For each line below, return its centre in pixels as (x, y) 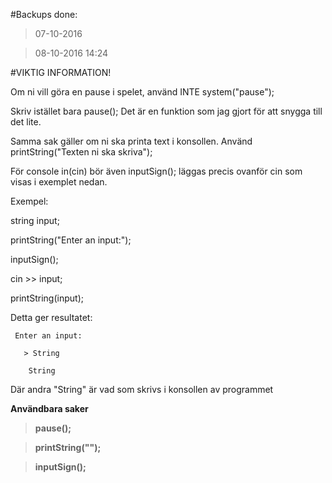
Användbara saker (49, 408)
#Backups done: (44, 14)
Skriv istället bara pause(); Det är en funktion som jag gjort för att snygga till (166, 111)
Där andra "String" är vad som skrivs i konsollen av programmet (142, 389)
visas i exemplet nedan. (59, 182)
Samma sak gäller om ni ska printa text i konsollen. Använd (131, 141)
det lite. (26, 122)
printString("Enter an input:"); (71, 240)
